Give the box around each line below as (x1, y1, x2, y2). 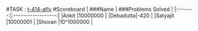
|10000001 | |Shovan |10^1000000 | (6, 18, 93, 25)
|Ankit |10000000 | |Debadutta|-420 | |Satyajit (61, 12, 174, 19)
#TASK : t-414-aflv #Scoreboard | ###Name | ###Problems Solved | (6, 6, 174, 13)
